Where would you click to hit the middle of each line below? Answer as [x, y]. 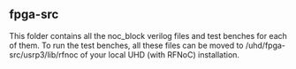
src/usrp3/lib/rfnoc [44, 54]
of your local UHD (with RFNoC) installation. [160, 54]
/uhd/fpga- [265, 45]
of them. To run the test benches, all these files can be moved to [126, 45]
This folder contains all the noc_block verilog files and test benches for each [148, 35]
